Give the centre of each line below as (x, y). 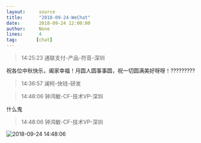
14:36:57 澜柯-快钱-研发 (51, 83)
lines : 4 (24, 34)
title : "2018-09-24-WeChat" (48, 17)
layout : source (31, 12)
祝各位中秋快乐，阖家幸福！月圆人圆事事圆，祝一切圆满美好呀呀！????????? (101, 71)
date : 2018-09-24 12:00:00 (48, 23)
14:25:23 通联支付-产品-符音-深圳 (63, 58)
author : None (28, 29)
